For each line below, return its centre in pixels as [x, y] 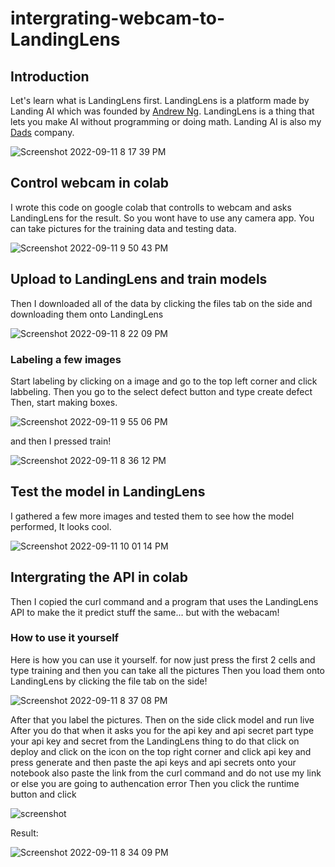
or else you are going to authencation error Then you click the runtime [155, 783]
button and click [43, 794]
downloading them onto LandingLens [87, 314]
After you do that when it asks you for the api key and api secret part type [162, 730]
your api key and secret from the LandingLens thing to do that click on [155, 741]
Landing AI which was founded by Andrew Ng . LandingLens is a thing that [162, 111]
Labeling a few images [66, 359]
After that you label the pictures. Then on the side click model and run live [162, 719]
